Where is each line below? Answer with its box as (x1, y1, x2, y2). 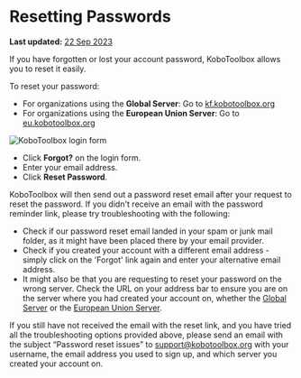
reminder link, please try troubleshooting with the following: (9, 207, 231, 218)
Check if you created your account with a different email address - (22, 244, 270, 255)
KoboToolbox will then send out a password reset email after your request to (9, 189, 293, 199)
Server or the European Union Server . (22, 302, 162, 313)
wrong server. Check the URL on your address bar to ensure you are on (22, 282, 288, 294)
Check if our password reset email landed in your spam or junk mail (22, 226, 273, 236)
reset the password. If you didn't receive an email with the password (9, 198, 264, 209)
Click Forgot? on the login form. (22, 152, 141, 163)
